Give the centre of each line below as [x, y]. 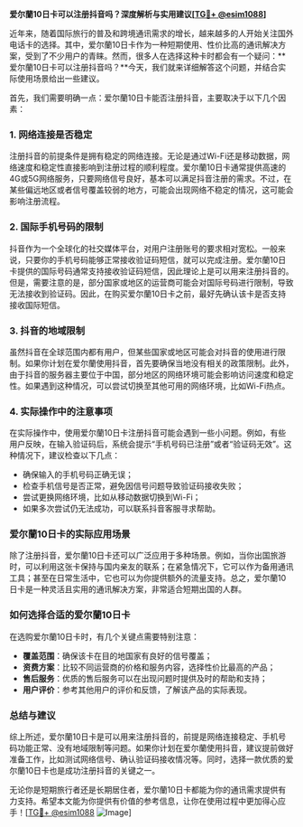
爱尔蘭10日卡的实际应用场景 [70, 534]
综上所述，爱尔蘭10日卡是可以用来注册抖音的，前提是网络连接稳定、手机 [144, 737]
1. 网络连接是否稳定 [51, 135]
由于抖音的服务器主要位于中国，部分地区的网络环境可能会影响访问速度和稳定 [151, 374]
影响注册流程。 [37, 202]
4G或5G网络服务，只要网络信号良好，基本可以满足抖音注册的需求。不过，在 [151, 179]
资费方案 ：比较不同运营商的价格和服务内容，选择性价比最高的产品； [149, 667]
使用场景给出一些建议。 [60, 79]
